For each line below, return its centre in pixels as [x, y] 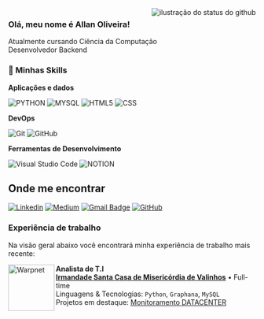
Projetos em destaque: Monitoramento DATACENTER [141, 302]
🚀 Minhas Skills [38, 70]
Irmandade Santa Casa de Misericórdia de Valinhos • [144, 277]
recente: [22, 253]
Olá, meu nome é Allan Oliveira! [69, 24]
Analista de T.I [80, 269]
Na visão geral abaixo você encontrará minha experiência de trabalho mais [129, 245]
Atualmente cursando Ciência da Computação [82, 42]
